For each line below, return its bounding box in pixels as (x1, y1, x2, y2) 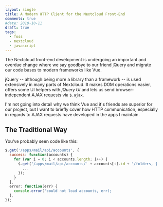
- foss (9, 34, 23, 39)
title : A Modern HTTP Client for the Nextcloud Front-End (5, 12, 125, 17)
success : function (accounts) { (9, 153, 73, 157)
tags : (5, 30, 16, 34)
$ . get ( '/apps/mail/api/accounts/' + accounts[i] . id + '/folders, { (18, 161, 158, 167)
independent (5, 92, 31, 98)
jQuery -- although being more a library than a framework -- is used (5, 76, 141, 82)
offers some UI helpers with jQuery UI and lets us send (5, 86, 115, 92)
